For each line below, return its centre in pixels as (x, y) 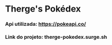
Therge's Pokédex (43, 9)
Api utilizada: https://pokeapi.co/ (46, 24)
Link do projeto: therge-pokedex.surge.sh (56, 37)
